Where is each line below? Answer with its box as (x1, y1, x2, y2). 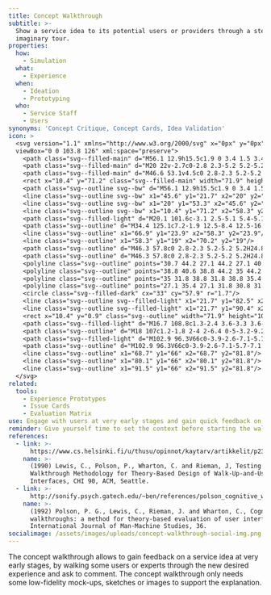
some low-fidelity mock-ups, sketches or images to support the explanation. (8, 578, 262, 587)
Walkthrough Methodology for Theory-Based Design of (29, 470, 211, 478)
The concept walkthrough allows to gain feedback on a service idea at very (8, 552, 259, 561)
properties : (8, 42, 48, 50)
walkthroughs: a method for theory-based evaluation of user (29, 514, 240, 523)
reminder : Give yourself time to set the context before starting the (8, 425, 251, 433)
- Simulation (23, 57, 67, 65)
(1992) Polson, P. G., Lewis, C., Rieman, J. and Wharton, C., (29, 507, 248, 515)
